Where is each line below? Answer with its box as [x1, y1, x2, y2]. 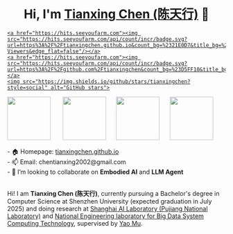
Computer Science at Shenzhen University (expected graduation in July [7, 197, 212, 205]
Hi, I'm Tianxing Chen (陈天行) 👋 [24, 6, 209, 22]
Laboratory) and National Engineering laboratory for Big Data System [7, 212, 205, 220]
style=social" [7, 84, 49, 91]
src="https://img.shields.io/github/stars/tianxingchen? [22, 78, 191, 85]
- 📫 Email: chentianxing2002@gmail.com [7, 157, 126, 166]
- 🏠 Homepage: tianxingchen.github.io [7, 147, 119, 156]
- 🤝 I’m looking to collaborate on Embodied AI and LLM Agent [7, 168, 184, 176]
